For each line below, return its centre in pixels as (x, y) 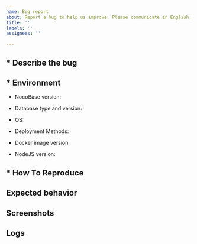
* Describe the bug (42, 63)
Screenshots (30, 213)
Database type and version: (48, 108)
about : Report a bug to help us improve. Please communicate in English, (99, 17)
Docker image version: (42, 143)
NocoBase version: (38, 97)
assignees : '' (24, 34)
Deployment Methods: (42, 131)
